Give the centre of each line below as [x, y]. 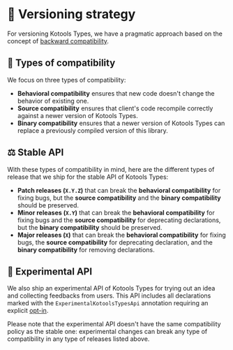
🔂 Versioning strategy [72, 14]
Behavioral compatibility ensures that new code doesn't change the [116, 93]
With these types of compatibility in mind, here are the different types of [111, 169]
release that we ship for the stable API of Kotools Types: [88, 177]
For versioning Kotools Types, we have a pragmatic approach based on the [115, 34]
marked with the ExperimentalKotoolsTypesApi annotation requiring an [108, 303]
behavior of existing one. [53, 101]
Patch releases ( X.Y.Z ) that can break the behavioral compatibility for [119, 190]
